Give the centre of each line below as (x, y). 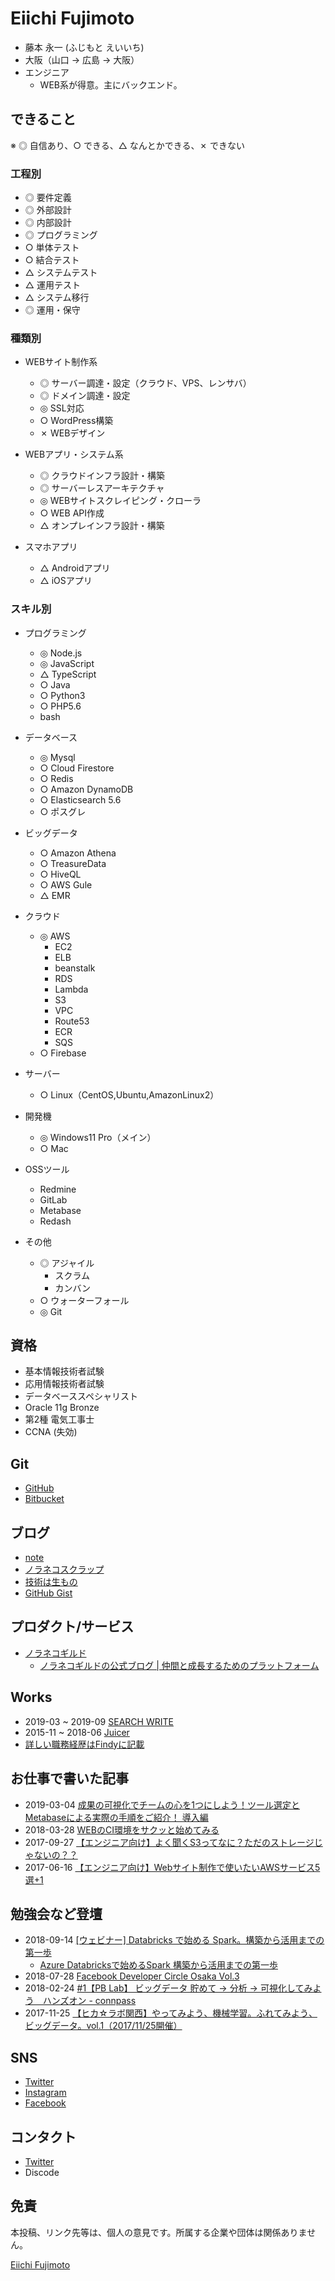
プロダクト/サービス (72, 1627)
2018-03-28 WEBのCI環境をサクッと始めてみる (122, 1829)
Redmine (58, 1189)
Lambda (71, 989)
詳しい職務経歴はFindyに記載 (84, 1744)
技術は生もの (51, 1582)
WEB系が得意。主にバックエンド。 (111, 84)
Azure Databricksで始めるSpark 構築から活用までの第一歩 (158, 1965)
